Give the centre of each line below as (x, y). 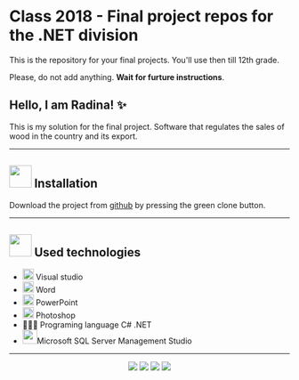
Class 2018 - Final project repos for (141, 16)
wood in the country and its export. (73, 136)
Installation (66, 184)
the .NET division (74, 35)
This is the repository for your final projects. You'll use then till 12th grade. (145, 60)
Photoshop (55, 315)
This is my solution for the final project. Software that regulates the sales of (147, 126)
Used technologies (88, 252)
